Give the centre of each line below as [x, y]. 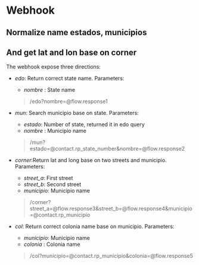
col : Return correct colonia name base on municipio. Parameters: [94, 226]
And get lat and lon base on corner [71, 52]
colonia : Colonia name [52, 244]
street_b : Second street [52, 185]
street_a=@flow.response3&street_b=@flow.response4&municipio [111, 208]
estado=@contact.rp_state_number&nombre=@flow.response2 [107, 149]
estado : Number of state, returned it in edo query [84, 124]
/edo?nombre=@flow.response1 [69, 101]
